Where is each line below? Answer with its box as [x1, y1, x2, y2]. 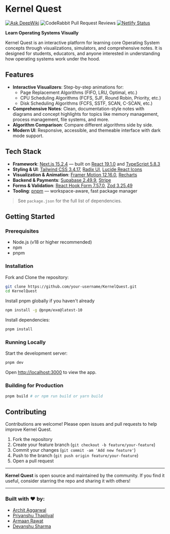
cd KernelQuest [5, 289, 37, 294]
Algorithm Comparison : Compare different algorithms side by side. [12, 121, 153, 128]
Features [5, 71, 34, 79]
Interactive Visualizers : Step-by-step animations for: [12, 84, 124, 90]
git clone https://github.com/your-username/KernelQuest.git [5, 284, 137, 289]
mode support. [12, 133, 44, 139]
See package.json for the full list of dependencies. [17, 198, 122, 204]
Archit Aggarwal [12, 507, 47, 513]
